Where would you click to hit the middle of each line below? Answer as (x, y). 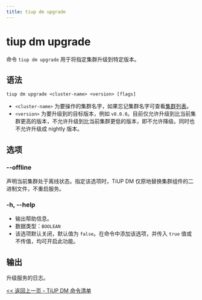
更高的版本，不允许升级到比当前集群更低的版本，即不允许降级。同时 (105, 121)
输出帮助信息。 (33, 219)
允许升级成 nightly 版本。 (52, 129)
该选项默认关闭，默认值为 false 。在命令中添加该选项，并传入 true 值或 (103, 234)
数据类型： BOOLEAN (38, 226)
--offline (19, 167)
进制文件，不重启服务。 (35, 189)
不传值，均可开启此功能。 (47, 241)
